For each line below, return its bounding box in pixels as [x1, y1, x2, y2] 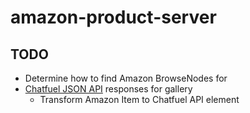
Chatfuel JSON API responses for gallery [24, 83, 193, 95]
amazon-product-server [10, 6, 217, 29]
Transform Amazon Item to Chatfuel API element [39, 94, 240, 105]
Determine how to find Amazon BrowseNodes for [24, 72, 228, 84]
